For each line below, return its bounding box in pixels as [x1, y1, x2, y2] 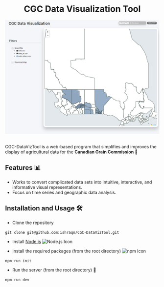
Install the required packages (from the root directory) [12, 248, 121, 254]
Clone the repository [12, 220, 54, 225]
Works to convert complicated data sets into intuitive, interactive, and [12, 179, 152, 185]
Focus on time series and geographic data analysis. [12, 189, 117, 195]
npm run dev [5, 277, 29, 282]
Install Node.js [12, 238, 41, 245]
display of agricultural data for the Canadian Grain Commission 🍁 [5, 149, 138, 155]
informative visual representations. [12, 184, 82, 190]
